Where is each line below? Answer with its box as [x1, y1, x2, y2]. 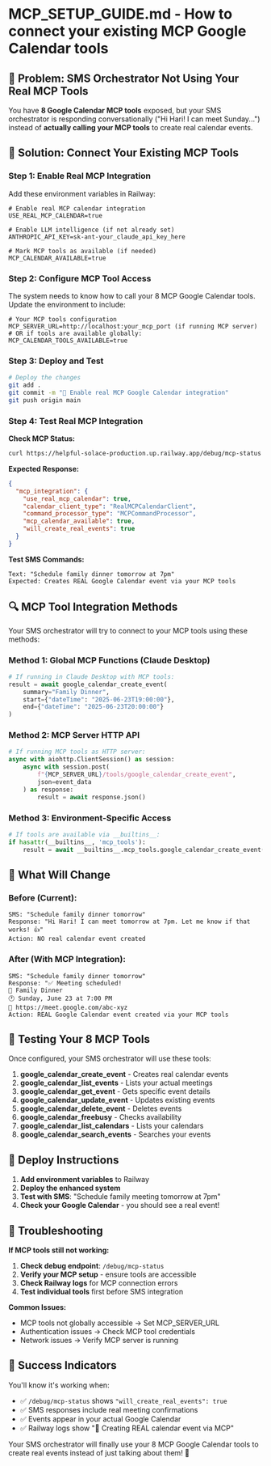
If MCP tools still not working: [8, 1245, 110, 1255]
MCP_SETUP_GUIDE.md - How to [8, 5, 232, 23]
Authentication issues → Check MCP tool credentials [19, 1326, 196, 1336]
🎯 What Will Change [8, 867, 110, 882]
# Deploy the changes [8, 374, 81, 382]
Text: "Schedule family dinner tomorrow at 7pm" [8, 570, 175, 578]
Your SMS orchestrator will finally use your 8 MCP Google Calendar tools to [8, 1439, 260, 1449]
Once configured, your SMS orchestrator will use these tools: [8, 1053, 211, 1064]
